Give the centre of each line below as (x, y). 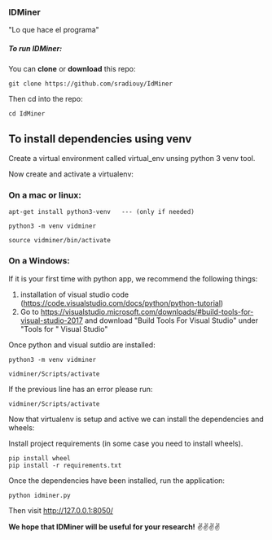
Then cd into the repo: (46, 99)
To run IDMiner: (35, 48)
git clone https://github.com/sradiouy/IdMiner (91, 84)
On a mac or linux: (45, 195)
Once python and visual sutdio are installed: (82, 345)
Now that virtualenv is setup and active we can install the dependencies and (136, 419)
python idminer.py (39, 495)
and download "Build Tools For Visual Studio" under (171, 320)
